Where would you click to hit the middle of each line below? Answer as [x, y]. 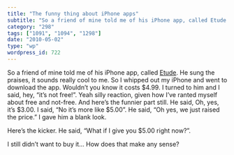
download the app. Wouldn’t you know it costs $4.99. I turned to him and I [114, 87]
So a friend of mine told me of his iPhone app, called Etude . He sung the [111, 72]
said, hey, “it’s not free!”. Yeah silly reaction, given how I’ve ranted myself [112, 94]
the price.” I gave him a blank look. [57, 117]
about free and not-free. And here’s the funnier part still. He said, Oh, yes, [113, 102]
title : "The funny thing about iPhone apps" [73, 14]
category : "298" [31, 27]
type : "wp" [23, 46]
